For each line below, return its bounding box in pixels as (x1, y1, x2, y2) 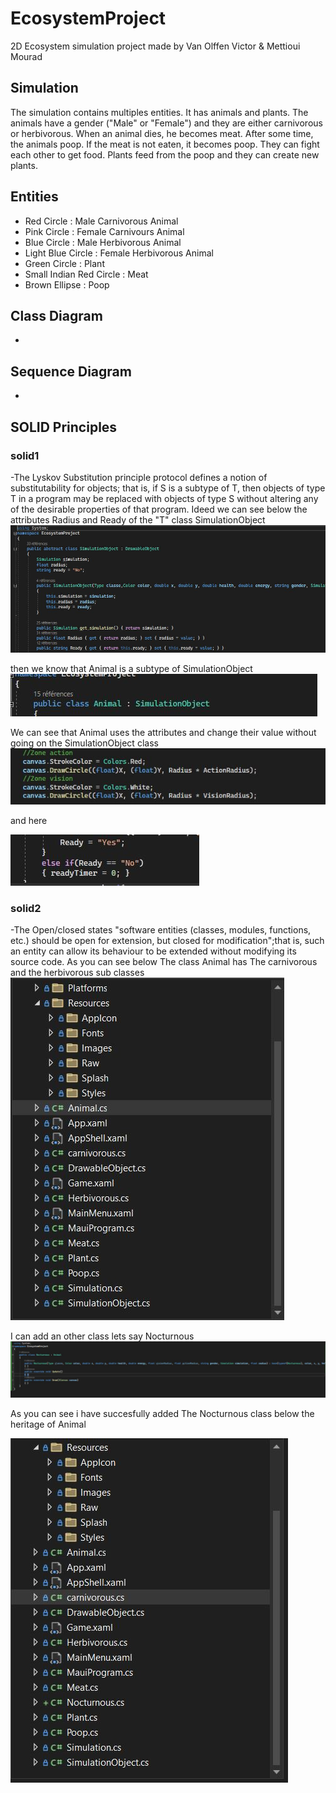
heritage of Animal (10, 1418, 87, 1431)
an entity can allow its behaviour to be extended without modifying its (10, 945, 297, 957)
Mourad (10, 50, 43, 62)
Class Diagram (10, 307, 103, 324)
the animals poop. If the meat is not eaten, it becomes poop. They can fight (10, 138, 320, 150)
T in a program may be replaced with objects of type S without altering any (10, 492, 319, 504)
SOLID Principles (10, 418, 118, 436)
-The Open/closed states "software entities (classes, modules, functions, (10, 924, 312, 936)
